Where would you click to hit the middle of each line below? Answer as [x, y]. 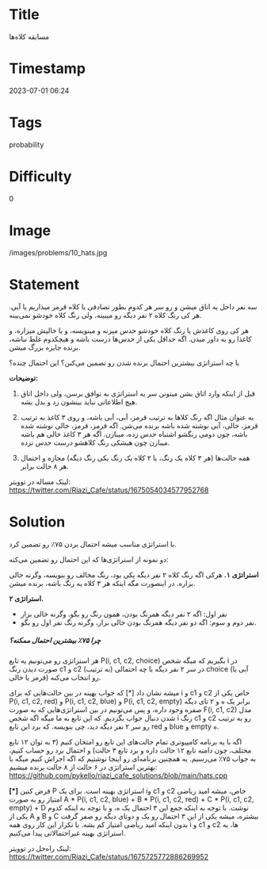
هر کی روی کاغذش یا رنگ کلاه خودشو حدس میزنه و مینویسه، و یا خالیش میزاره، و [129, 330]
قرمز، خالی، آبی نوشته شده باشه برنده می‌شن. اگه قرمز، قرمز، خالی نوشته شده [139, 425]
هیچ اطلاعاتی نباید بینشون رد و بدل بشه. [79, 401]
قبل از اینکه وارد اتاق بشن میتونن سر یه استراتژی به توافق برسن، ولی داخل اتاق [138, 393]
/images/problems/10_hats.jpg [58, 252]
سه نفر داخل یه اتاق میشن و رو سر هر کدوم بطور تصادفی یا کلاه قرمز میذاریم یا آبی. [133, 306]
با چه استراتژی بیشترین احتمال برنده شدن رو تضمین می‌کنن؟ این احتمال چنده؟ [124, 362]
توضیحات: [24, 377]
